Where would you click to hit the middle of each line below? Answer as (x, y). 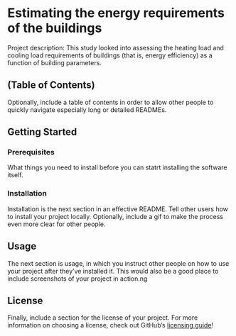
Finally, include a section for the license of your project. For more (103, 318)
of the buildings (55, 28)
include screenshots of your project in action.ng (77, 279)
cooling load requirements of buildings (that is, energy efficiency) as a (110, 55)
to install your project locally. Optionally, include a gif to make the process (116, 216)
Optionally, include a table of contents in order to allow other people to (111, 102)
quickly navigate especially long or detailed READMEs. (87, 110)
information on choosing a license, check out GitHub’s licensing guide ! (111, 325)
